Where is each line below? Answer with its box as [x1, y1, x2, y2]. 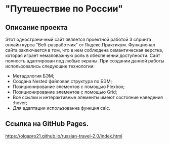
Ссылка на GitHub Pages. [5, 119, 89, 128]
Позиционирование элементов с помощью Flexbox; [12, 84, 125, 90]
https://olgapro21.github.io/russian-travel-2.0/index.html [5, 133, 122, 139]
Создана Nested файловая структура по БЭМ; [12, 79, 112, 84]
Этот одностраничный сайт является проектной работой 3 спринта [5, 36, 152, 42]
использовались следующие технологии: [5, 63, 95, 69]
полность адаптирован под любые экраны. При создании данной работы [5, 58, 164, 63]
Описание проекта [5, 23, 68, 32]
